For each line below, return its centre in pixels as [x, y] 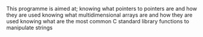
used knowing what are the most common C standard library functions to [98, 21]
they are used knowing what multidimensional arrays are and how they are [99, 15]
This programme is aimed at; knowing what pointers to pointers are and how [102, 9]
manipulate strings [29, 27]
